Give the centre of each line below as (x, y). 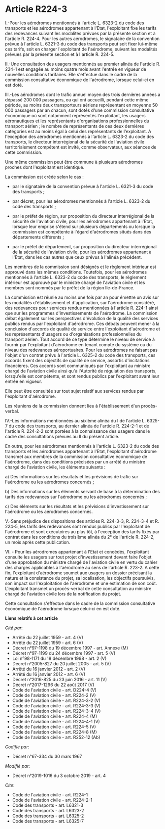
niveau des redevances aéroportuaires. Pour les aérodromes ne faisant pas (81, 350)
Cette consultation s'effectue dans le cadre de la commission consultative (80, 603)
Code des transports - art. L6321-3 (48, 805)
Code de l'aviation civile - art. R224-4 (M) (55, 716)
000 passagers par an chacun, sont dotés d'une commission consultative (80, 110)
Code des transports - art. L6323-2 (48, 810)
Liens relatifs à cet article (32, 618)
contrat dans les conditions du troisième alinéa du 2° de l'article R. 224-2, (80, 537)
